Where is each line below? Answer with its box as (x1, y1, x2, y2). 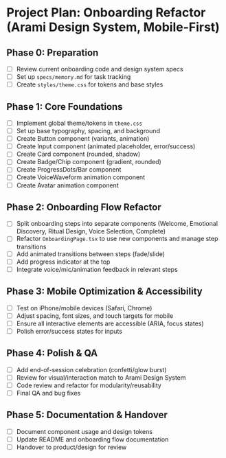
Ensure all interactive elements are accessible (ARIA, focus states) (16, 319, 204, 328)
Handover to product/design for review (16, 443, 127, 451)
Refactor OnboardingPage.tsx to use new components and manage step (16, 235, 218, 243)
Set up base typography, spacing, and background (16, 127, 161, 135)
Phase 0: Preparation (6, 47, 99, 58)
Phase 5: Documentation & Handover (6, 409, 168, 421)
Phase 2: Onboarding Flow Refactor (6, 201, 162, 213)
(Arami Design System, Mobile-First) (6, 19, 221, 35)
